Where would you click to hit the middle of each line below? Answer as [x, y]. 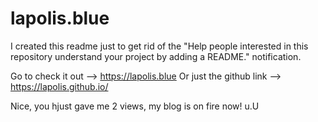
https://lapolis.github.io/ [59, 86]
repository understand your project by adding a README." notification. [156, 56]
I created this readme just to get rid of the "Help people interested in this [159, 46]
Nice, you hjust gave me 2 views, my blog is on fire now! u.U [135, 106]
